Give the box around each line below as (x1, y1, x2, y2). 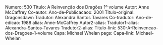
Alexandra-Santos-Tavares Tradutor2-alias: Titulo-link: (5, 25, 116, 31)
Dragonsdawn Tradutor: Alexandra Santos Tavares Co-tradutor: (5, 15, 135, 20)
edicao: (5, 20, 21, 25)
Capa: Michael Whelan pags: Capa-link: (54, 30, 135, 36)
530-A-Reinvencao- (117, 25, 159, 31)
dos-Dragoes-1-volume (5, 30, 53, 36)
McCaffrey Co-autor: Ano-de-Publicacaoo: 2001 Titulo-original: (5, 9, 135, 15)
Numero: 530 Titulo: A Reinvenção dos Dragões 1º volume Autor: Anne (5, 4, 150, 10)
